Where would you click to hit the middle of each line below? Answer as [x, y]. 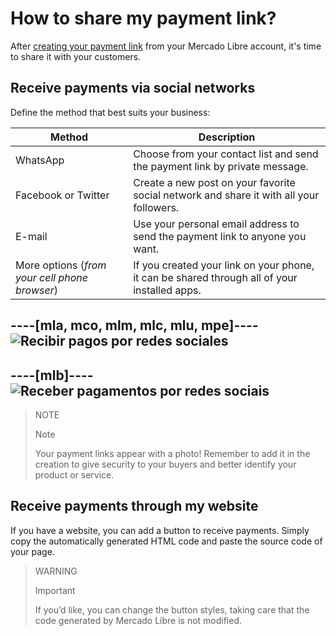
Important [55, 590]
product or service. [74, 474]
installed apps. [167, 290]
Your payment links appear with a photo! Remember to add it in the [172, 453]
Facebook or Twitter [62, 195]
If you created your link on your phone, [224, 265]
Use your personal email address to [216, 224]
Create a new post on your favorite [214, 182]
